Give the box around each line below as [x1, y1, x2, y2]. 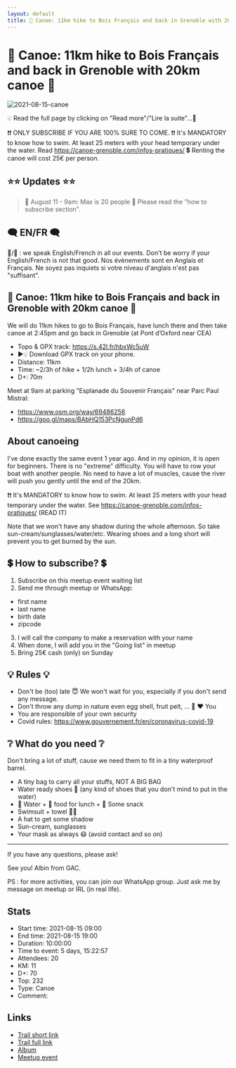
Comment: [17, 991, 48, 1000]
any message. [17, 695, 58, 703]
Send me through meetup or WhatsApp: [17, 583, 133, 592]
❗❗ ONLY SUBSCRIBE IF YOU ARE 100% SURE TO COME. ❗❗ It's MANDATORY [7, 128, 227, 137]
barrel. [7, 764, 27, 772]
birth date [17, 612, 46, 621]
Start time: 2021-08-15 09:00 [17, 924, 102, 932]
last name [17, 604, 46, 613]
